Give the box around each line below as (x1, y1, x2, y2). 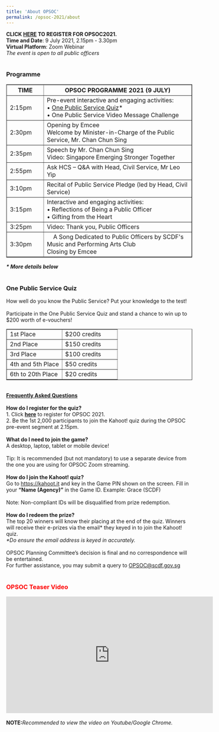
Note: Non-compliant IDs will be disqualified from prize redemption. (6, 499, 171, 506)
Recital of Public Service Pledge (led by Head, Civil (47, 180, 188, 188)
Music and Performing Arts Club (47, 240, 136, 248)
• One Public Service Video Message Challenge (47, 111, 179, 119)
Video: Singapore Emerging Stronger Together (47, 153, 175, 161)
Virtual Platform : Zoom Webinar (6, 43, 84, 50)
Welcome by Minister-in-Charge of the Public (47, 128, 175, 136)
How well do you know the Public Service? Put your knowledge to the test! (6, 297, 187, 305)
